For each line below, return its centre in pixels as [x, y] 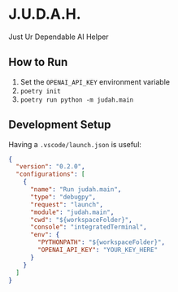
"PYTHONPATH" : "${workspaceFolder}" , [101, 242]
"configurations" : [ [50, 174]
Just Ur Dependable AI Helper [59, 37]
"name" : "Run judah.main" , [76, 190]
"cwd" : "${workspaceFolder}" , [81, 220]
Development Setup [60, 125]
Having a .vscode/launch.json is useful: [75, 144]
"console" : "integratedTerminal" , [89, 227]
